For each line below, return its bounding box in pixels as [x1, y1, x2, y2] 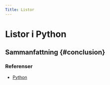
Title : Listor [5, 7, 35, 12]
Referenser [5, 63, 33, 70]
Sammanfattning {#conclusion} [5, 48, 106, 57]
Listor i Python [5, 28, 67, 40]
